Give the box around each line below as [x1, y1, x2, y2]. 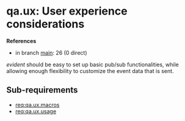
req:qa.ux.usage [15, 108, 57, 115]
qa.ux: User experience [6, 4, 128, 18]
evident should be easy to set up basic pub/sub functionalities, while [6, 61, 179, 68]
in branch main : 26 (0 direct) [15, 49, 87, 56]
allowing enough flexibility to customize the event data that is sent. [6, 67, 174, 74]
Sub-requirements [6, 85, 78, 95]
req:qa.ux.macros [15, 101, 60, 108]
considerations [6, 17, 85, 31]
